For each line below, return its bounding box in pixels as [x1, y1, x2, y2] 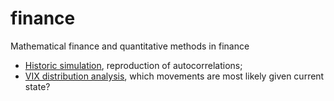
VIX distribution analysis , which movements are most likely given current [24, 70, 325, 82]
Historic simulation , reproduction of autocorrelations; [24, 59, 243, 71]
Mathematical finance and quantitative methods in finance [10, 40, 250, 52]
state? [24, 80, 51, 92]
